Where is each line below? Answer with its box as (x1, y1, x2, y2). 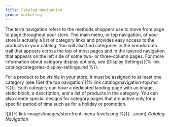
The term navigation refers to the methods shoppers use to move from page (5, 26, 164, 32)
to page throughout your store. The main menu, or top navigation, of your (5, 31, 158, 38)
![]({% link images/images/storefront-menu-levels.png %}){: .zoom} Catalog (5, 110, 165, 117)
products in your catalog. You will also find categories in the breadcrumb (5, 42, 157, 48)
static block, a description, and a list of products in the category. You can (5, 90, 158, 96)
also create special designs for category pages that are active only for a (5, 95, 156, 102)
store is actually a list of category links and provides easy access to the (5, 37, 155, 43)
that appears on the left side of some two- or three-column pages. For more (5, 53, 164, 59)
